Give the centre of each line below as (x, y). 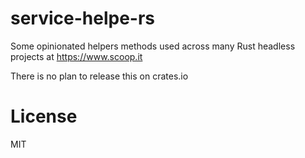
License (44, 116)
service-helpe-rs (83, 18)
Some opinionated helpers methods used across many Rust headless (153, 46)
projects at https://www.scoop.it (76, 56)
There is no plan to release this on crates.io (99, 76)
